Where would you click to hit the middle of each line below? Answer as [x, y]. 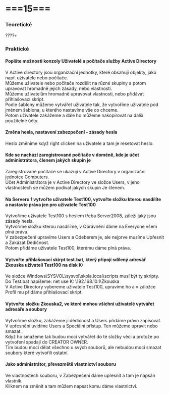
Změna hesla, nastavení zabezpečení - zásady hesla [61, 132]
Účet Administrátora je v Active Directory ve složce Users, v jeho [73, 182]
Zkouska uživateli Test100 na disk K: [44, 265]
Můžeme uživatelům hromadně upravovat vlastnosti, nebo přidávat [75, 93]
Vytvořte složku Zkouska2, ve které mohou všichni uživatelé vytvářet [80, 304]
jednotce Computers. [27, 177]
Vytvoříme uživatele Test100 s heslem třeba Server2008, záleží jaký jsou [81, 216]
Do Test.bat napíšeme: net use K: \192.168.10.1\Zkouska [62, 281]
